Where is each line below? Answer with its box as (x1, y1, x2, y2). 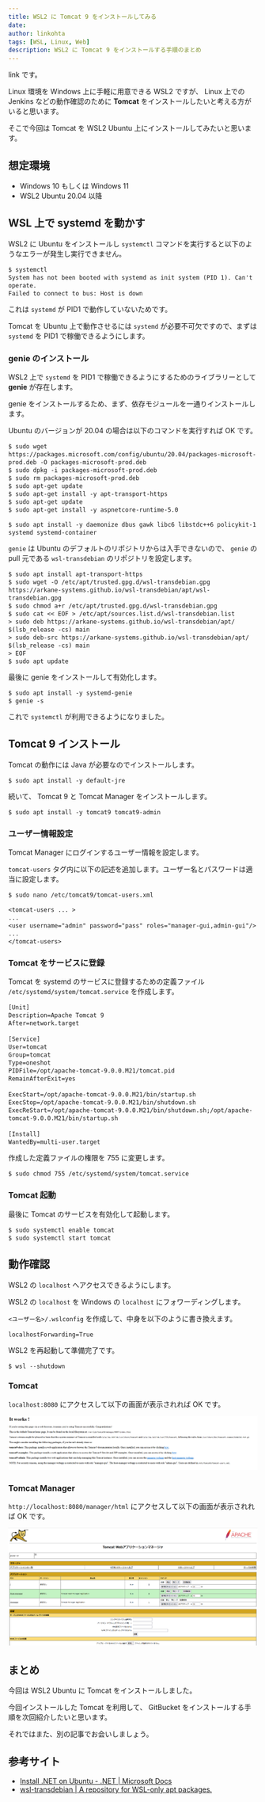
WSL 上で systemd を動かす (8, 216, 146, 230)
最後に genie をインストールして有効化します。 (8, 672, 161, 682)
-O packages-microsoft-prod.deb (40, 459, 147, 467)
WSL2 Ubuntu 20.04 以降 (19, 191, 103, 200)
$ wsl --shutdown (8, 1362, 66, 1370)
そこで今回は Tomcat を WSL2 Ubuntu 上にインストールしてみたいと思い (8, 124, 245, 133)
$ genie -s (8, 697, 44, 705)
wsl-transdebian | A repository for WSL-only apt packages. (19, 1785, 212, 1794)
